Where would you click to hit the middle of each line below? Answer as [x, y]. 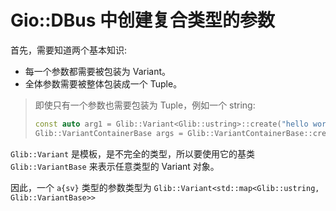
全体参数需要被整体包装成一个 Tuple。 [103, 83]
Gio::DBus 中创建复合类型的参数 [142, 20]
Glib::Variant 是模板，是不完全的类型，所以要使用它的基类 [133, 153]
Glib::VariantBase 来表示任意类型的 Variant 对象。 [115, 166]
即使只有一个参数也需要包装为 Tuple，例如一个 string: [145, 105]
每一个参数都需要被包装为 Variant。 [98, 71]
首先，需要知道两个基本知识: [69, 50]
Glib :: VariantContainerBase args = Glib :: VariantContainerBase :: [173, 133]
